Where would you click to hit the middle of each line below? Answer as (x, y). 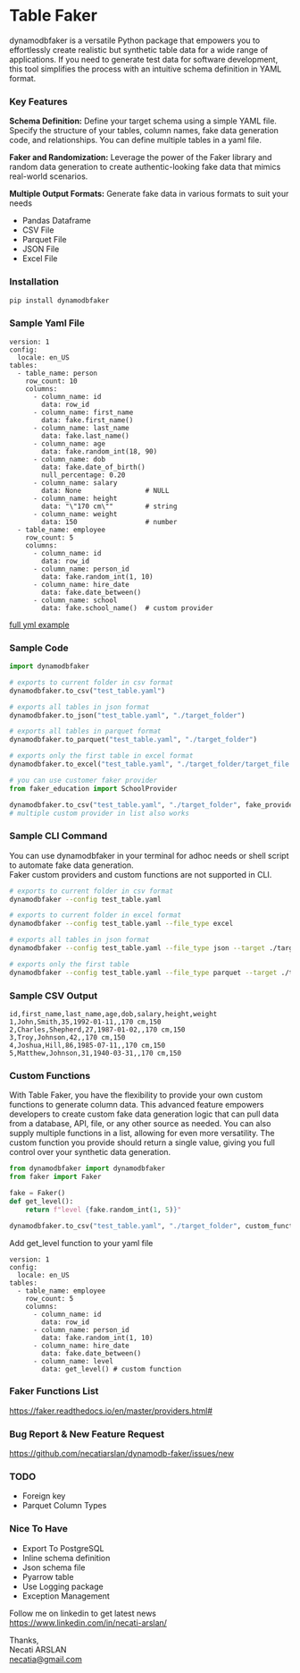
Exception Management (66, 1596)
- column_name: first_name (83, 412)
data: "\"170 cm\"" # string (109, 506)
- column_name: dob (69, 459)
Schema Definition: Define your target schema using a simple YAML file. (143, 121)
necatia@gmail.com (46, 1659)
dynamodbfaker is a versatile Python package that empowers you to (135, 40)
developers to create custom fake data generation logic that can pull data (144, 1114)
